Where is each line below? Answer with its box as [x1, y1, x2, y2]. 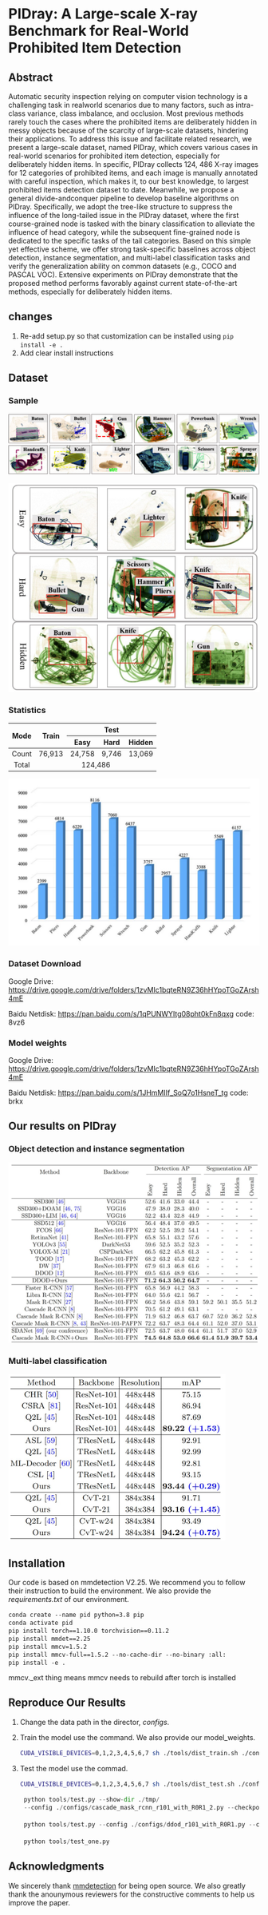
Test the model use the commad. [19, 1763, 128, 1773]
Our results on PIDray [8, 1120, 117, 1133]
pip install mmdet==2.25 [8, 1635, 91, 1643]
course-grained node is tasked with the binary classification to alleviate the [8, 219, 255, 228]
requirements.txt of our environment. [8, 1595, 129, 1604]
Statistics [8, 704, 46, 716]
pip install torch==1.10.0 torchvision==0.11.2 [8, 1627, 170, 1635]
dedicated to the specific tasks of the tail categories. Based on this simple [8, 236, 251, 245]
